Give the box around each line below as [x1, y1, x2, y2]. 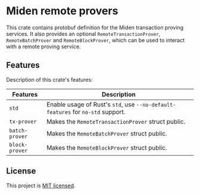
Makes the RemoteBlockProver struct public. [46, 143, 168, 151]
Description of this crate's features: [6, 76, 93, 83]
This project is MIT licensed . [6, 182, 76, 189]
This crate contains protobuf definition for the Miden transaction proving [6, 24, 184, 31]
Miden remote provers [6, 4, 118, 18]
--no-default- [136, 101, 176, 108]
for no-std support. [72, 107, 126, 116]
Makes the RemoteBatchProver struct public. [46, 129, 168, 138]
